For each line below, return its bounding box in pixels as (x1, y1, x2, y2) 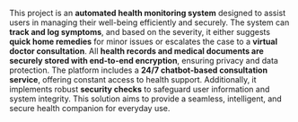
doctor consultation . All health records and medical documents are (9, 46, 265, 57)
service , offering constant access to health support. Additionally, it (9, 74, 258, 84)
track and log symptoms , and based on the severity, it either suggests (9, 27, 271, 37)
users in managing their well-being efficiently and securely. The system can (9, 17, 290, 28)
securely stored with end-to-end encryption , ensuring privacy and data (9, 56, 278, 65)
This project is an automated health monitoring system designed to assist (9, 8, 286, 18)
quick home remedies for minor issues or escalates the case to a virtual (9, 36, 278, 47)
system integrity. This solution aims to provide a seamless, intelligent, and (9, 93, 283, 104)
